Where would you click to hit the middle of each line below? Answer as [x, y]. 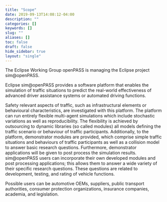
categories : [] [21, 24]
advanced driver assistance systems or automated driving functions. [76, 96]
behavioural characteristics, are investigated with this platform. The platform [83, 110]
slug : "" [14, 33]
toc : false [16, 42]
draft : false [19, 47]
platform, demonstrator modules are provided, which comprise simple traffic [83, 137]
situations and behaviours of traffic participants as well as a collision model [82, 142]
